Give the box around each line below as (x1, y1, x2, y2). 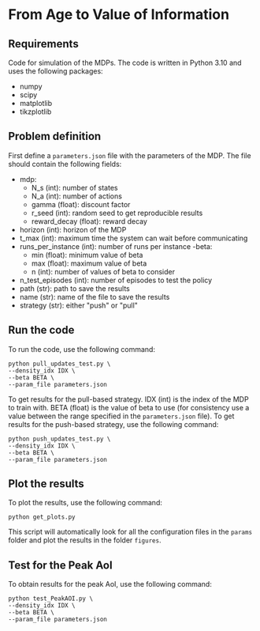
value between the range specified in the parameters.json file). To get (8, 411, 235, 421)
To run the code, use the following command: (8, 344, 156, 353)
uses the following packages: (8, 66, 104, 76)
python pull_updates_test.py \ (8, 360, 111, 368)
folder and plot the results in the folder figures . (8, 535, 162, 545)
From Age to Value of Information (8, 6, 230, 24)
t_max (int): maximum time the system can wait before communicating (19, 233, 248, 243)
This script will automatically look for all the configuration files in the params (8, 527, 253, 537)
